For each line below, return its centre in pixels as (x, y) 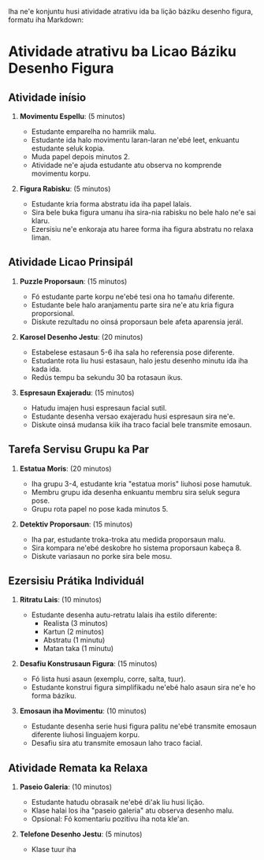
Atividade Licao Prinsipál (71, 262)
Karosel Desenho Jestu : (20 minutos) (81, 337)
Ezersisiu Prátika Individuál (76, 581)
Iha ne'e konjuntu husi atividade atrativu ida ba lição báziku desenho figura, (131, 11)
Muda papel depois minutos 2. (80, 156)
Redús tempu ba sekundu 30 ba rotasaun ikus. (107, 377)
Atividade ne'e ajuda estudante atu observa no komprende (126, 165)
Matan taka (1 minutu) (78, 649)
